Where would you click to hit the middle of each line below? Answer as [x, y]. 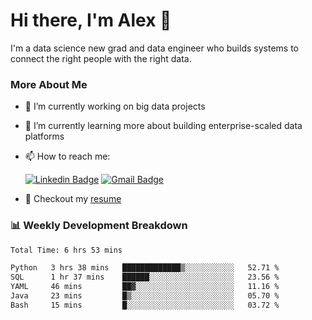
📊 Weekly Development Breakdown [99, 226]
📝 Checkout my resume [73, 199]
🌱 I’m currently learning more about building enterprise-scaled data [163, 126]
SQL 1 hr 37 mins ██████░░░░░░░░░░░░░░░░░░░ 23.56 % [145, 277]
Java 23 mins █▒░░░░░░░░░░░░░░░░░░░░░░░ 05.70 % [145, 296]
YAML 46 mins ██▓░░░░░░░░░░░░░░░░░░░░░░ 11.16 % [145, 287]
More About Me [49, 84]
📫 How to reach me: [67, 156]
